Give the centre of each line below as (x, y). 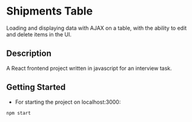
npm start (19, 113)
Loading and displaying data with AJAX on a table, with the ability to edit (97, 28)
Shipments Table (49, 11)
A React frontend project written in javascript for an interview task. (89, 68)
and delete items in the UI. (39, 34)
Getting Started (36, 87)
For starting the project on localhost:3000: (68, 102)
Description (29, 54)
